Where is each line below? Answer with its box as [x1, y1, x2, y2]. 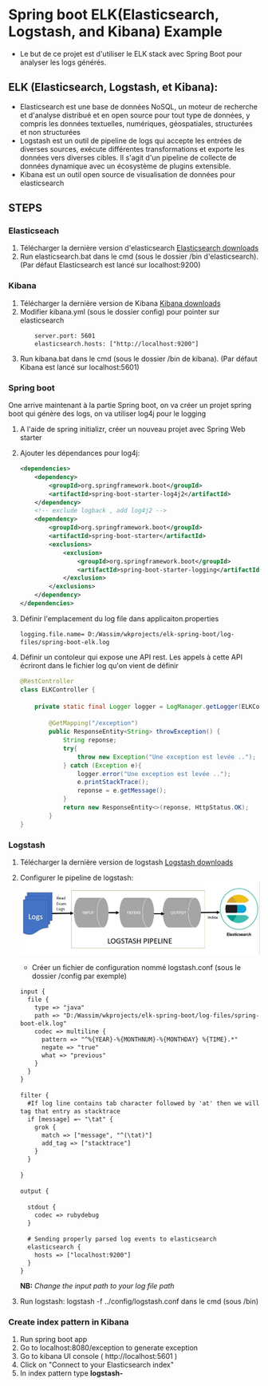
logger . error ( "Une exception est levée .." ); [77, 770, 231, 778]
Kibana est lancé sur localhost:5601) [19, 362, 140, 372]
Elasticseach [8, 225, 60, 236]
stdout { [27, 1203, 57, 1211]
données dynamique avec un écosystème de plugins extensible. [19, 161, 231, 171]
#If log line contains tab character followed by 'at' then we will [27, 1099, 260, 1107]
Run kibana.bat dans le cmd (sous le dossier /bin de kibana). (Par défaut [19, 354, 258, 363]
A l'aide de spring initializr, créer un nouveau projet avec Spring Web [19, 425, 246, 434]
